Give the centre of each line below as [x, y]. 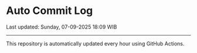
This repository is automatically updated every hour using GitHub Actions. [95, 43]
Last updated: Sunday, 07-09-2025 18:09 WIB [62, 27]
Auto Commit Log [50, 11]
